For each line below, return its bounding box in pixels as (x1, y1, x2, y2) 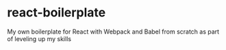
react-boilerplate (7, 5, 106, 21)
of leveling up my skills (7, 34, 72, 42)
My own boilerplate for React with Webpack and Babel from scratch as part (7, 27, 220, 36)
